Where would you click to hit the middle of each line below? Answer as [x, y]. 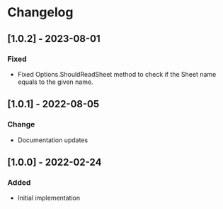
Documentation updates [53, 140]
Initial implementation [49, 198]
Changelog [40, 12]
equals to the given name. [55, 82]
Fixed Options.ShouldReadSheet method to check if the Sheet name [117, 74]
